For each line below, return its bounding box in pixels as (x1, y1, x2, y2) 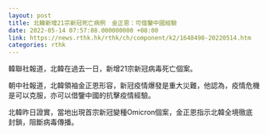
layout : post (8, 11, 52, 20)
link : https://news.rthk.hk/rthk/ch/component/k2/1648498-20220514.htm (8, 33, 251, 42)
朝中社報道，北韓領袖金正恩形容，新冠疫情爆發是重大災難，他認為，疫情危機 (8, 81, 260, 90)
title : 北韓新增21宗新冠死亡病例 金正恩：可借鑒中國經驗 (8, 19, 177, 27)
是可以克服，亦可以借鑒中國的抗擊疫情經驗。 (8, 90, 156, 100)
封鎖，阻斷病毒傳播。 (8, 117, 78, 127)
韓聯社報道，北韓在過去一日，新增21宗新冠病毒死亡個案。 (8, 64, 198, 74)
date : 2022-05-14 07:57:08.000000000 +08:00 (8, 26, 159, 34)
